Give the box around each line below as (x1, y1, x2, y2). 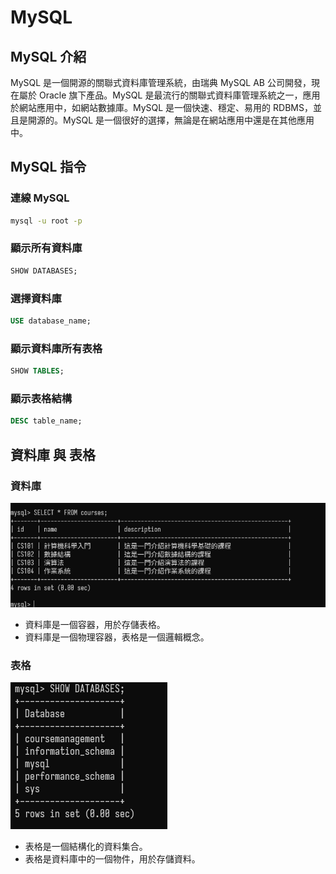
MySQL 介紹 (10, 48, 87, 65)
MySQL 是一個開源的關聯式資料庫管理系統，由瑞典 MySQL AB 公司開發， (10, 77, 312, 88)
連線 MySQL (10, 191, 70, 205)
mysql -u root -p (10, 216, 83, 226)
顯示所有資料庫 (10, 241, 83, 255)
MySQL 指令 (10, 159, 87, 176)
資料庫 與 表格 (10, 446, 96, 463)
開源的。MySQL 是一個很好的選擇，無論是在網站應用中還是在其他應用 (27, 114, 315, 126)
